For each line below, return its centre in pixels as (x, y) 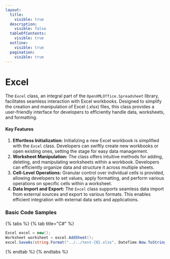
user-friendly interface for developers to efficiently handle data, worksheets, (85, 112)
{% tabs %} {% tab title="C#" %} (40, 224)
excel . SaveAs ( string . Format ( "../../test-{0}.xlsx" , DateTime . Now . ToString (86, 242)
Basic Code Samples (31, 212)
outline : (19, 43)
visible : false (30, 29)
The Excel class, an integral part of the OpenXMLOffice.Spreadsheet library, (82, 96)
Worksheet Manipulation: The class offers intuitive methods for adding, (88, 156)
